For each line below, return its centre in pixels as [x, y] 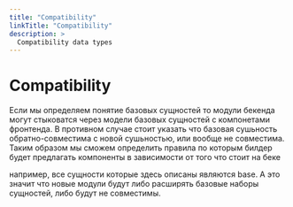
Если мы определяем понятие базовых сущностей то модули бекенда [143, 111]
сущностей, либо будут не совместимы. [85, 193]
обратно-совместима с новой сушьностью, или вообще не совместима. [147, 139]
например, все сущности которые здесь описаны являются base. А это [145, 174]
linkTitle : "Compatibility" [61, 26]
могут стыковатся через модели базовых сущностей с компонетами [139, 119]
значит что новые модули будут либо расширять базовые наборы [134, 184]
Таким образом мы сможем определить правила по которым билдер [141, 148]
